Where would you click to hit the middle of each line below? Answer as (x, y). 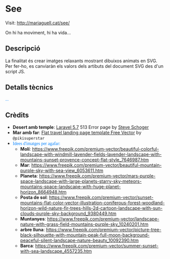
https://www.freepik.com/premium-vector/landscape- (103, 219)
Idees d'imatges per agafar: (36, 144)
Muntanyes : (33, 219)
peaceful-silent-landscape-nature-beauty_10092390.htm (79, 240)
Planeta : (29, 176)
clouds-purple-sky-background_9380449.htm (68, 213)
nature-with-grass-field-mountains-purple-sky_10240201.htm (84, 224)
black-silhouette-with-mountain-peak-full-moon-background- (85, 235)
